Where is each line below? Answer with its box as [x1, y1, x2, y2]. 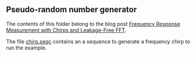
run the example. [6, 44, 47, 51]
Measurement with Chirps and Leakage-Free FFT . [6, 26, 127, 33]
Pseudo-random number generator [6, 5, 137, 15]
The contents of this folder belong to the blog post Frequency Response [6, 20, 181, 27]
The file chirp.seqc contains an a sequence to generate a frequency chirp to [6, 38, 191, 45]
